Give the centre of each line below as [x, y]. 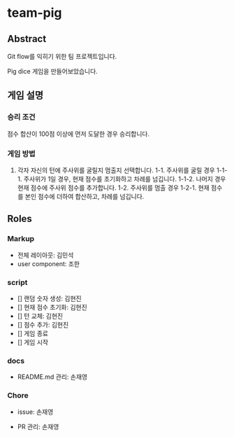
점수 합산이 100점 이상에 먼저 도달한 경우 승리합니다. [79, 134]
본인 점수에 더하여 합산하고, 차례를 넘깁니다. [85, 196]
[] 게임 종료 [33, 333]
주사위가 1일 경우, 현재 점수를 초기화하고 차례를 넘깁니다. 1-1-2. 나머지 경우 [125, 179]
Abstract [27, 39]
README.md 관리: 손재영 [52, 377]
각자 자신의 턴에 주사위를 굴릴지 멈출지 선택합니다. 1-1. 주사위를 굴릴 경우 [116, 170]
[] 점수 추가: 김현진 [43, 324]
